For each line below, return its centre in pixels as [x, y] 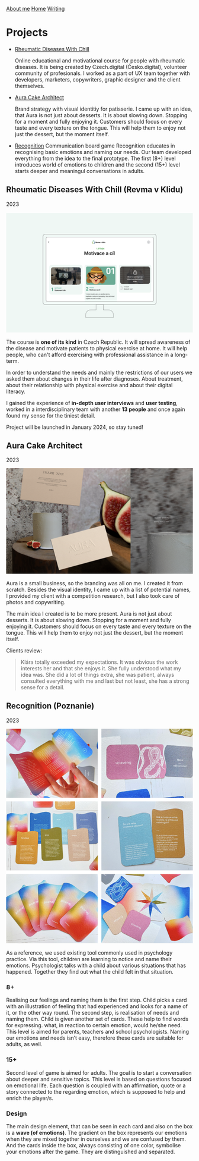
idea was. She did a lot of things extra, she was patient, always [97, 674]
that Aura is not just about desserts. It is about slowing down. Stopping [101, 115]
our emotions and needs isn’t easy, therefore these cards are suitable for [95, 1038]
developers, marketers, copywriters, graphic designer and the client [97, 79]
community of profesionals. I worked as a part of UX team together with [102, 73]
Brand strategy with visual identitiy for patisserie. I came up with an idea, [103, 109]
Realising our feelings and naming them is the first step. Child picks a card [97, 1000]
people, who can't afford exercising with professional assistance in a [90, 354]
